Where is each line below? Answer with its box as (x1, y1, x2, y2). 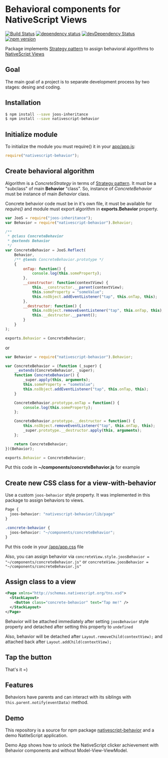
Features (5, 681, 33, 689)
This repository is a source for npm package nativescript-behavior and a (5, 727, 154, 733)
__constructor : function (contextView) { (23, 280, 108, 285)
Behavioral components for (5, 3, 121, 15)
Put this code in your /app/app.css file (5, 544, 84, 550)
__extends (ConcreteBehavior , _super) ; (14, 368, 95, 373)
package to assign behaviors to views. (5, 497, 84, 503)
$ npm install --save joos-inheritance (5, 111, 88, 117)
